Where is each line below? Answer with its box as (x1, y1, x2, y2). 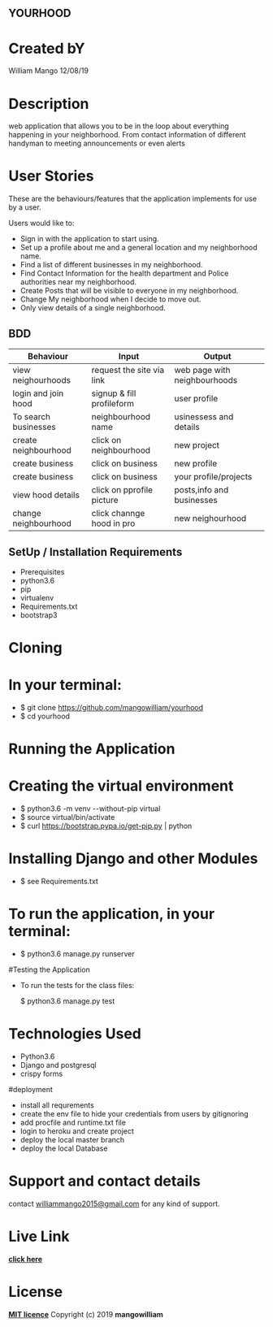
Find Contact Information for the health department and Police (19, 268, 229, 279)
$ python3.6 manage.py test (19, 995, 115, 1006)
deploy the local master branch (19, 1134, 125, 1144)
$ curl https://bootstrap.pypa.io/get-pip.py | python (19, 821, 193, 831)
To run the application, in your (8, 905, 215, 923)
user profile (174, 393, 219, 405)
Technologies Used (8, 1025, 142, 1043)
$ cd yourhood (19, 711, 71, 721)
